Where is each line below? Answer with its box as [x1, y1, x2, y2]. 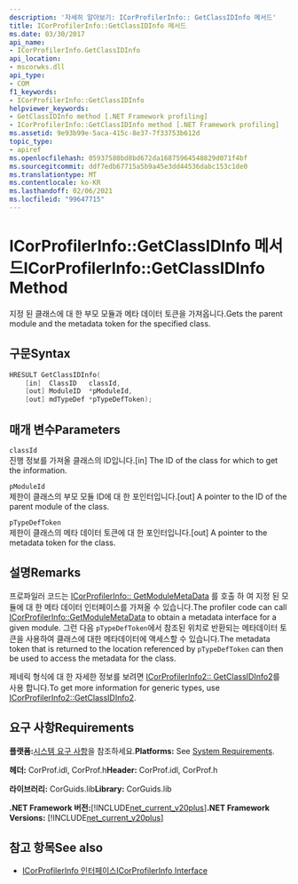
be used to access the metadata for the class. [9, 653, 176, 663]
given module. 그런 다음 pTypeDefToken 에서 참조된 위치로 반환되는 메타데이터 [9, 622, 278, 632]
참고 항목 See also [9, 840, 104, 855]
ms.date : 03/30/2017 [9, 29, 86, 38]
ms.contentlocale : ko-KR [9, 179, 101, 188]
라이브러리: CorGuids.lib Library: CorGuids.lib [9, 784, 172, 794]
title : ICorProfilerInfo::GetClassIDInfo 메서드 [9, 21, 187, 30]
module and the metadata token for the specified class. [9, 317, 211, 329]
